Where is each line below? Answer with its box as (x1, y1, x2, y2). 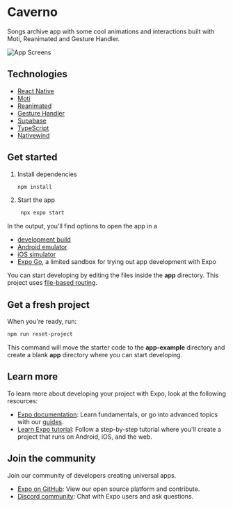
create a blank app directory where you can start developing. (7, 351, 183, 359)
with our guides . (17, 417, 64, 426)
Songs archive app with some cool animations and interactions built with (7, 27, 215, 36)
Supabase (17, 116, 47, 125)
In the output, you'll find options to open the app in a (7, 222, 158, 231)
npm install (17, 183, 52, 190)
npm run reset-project (7, 331, 73, 338)
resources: (7, 396, 38, 405)
